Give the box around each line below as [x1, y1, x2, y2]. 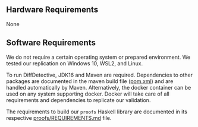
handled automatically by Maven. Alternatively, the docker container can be [6, 84, 191, 91]
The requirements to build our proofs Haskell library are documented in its [6, 108, 187, 115]
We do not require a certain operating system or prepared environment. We [6, 53, 191, 61]
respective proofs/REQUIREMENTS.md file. [6, 114, 112, 121]
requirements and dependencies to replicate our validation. [6, 96, 151, 103]
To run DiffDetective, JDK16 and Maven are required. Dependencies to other [6, 71, 193, 78]
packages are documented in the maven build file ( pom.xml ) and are [6, 77, 174, 85]
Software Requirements [6, 38, 96, 48]
